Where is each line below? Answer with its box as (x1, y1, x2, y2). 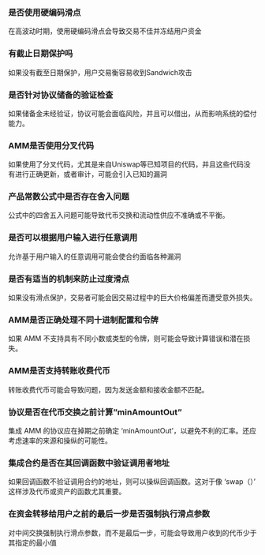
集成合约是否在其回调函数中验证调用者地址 (8, 457, 170, 468)
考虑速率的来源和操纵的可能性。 (8, 436, 112, 445)
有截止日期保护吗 (8, 48, 73, 59)
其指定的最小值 (8, 538, 57, 547)
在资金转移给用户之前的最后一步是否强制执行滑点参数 (8, 508, 211, 519)
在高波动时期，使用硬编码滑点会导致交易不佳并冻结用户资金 (8, 26, 202, 36)
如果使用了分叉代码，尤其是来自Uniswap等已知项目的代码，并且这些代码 (8, 159, 244, 169)
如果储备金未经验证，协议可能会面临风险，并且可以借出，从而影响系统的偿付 (8, 108, 257, 118)
